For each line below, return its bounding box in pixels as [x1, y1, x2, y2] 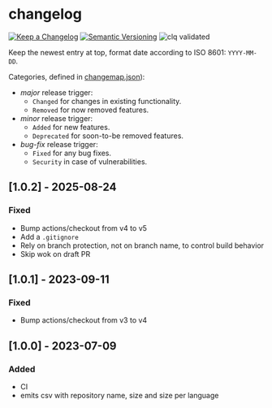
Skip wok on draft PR [19, 249, 91, 258]
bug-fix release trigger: [19, 139, 99, 149]
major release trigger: [19, 87, 93, 98]
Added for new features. [32, 122, 110, 132]
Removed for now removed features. [32, 105, 149, 115]
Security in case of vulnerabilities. [32, 156, 148, 167]
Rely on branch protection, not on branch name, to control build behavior [19, 241, 265, 250]
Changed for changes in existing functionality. [32, 96, 182, 106]
